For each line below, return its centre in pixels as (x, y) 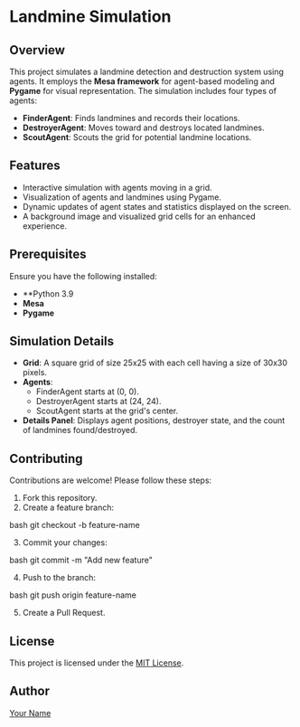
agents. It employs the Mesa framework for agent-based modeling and (142, 81)
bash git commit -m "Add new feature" (81, 560)
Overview (37, 50)
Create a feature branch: (68, 507)
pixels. (35, 373)
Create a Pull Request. (64, 613)
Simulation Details (62, 341)
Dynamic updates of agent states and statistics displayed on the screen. (157, 206)
